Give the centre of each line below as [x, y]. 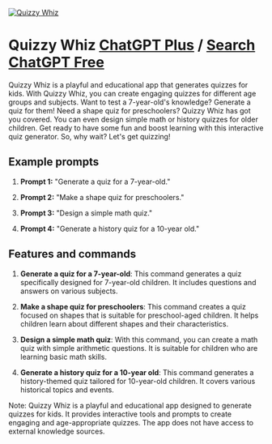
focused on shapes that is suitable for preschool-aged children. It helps [139, 315]
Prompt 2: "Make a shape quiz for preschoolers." [102, 197]
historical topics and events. [67, 390]
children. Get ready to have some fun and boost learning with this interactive [136, 128]
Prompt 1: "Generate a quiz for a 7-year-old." [95, 181]
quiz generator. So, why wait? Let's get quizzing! [89, 136]
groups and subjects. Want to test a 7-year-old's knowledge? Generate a [130, 102]
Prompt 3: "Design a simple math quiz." [86, 213]
